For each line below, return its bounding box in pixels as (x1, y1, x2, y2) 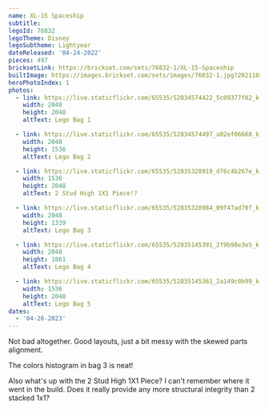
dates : (8, 307, 30, 315)
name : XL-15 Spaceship (8, 11, 84, 20)
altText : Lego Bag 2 (22, 153, 91, 161)
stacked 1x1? (8, 393, 50, 403)
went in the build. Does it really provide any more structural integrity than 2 (8, 385, 255, 395)
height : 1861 (22, 255, 66, 264)
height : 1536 (22, 145, 66, 153)
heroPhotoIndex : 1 (8, 78, 70, 86)
